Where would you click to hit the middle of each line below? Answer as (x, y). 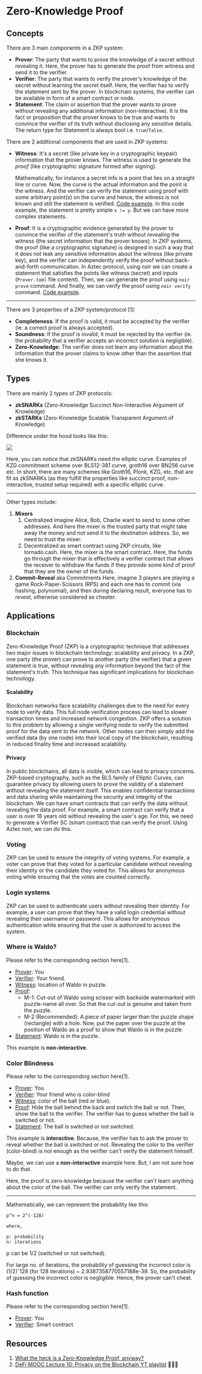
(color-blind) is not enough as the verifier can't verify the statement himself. (100, 1151)
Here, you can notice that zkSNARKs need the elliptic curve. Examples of (97, 459)
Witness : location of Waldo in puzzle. (61, 984)
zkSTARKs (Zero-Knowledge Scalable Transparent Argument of (94, 418)
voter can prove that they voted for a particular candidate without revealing (99, 864)
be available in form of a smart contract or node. (75, 98)
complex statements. (41, 216)
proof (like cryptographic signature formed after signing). (86, 166)
